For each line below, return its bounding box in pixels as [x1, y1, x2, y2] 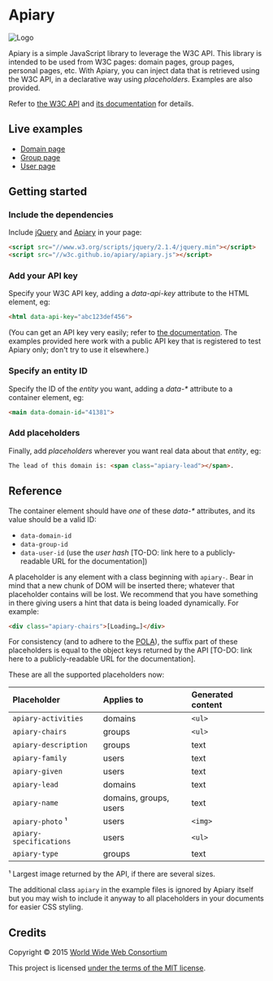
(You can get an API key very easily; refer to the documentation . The [8, 328, 238, 338]
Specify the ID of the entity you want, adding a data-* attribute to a [8, 384, 233, 394]
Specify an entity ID [8, 365, 88, 377]
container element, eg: [8, 392, 84, 402]
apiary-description [12, 740, 88, 750]
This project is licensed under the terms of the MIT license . [8, 963, 206, 973]
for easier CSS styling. [8, 902, 84, 912]
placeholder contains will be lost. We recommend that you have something [8, 589, 258, 599]
